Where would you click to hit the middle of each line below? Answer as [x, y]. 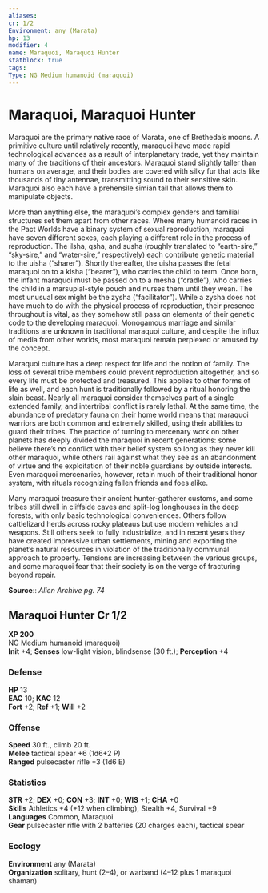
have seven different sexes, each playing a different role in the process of [129, 238]
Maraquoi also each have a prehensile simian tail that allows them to [121, 188]
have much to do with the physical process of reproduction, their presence [131, 306]
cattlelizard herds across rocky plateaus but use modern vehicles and [123, 523]
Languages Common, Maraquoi [61, 817]
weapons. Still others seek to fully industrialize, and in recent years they [127, 532]
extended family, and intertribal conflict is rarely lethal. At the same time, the [134, 406]
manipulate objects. [41, 196]
